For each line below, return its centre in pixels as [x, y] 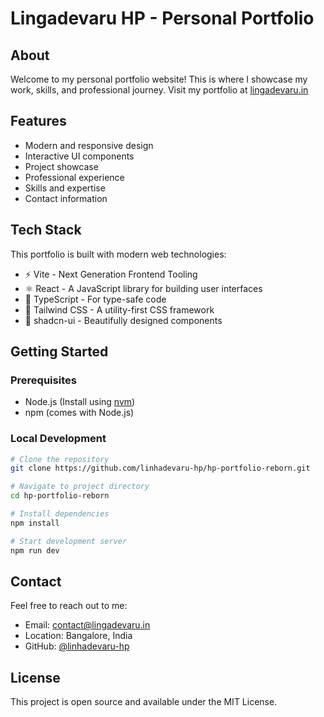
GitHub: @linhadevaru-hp [77, 646]
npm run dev [35, 550]
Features [38, 121]
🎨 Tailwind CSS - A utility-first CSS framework [119, 309]
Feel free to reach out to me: [69, 606]
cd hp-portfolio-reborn [60, 496]
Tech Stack [46, 230]
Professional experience [74, 177]
